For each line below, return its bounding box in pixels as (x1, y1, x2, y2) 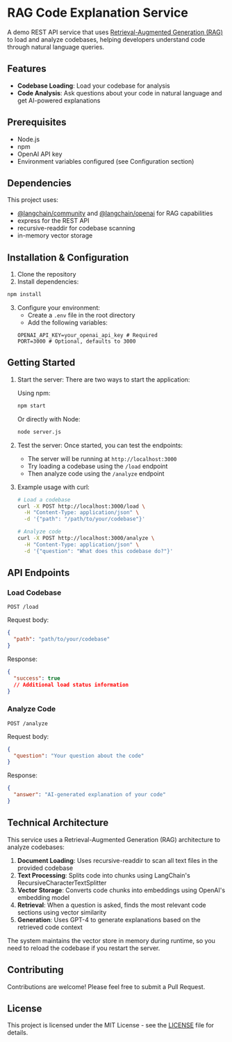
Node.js (17, 134, 40, 143)
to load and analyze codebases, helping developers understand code (7, 35, 206, 43)
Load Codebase (7, 587, 62, 597)
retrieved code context (17, 923, 83, 931)
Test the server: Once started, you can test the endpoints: (17, 441, 183, 449)
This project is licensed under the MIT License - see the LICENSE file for (7, 1021, 214, 1029)
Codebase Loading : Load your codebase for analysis (17, 81, 170, 90)
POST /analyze (7, 720, 49, 727)
